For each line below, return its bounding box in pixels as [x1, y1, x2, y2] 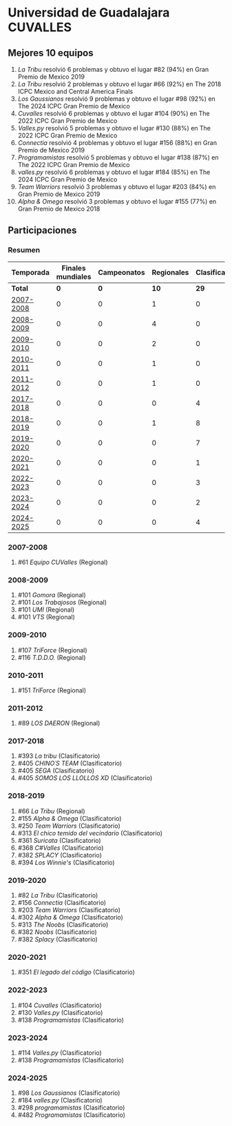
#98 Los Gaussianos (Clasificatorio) [17, 1089, 120, 1097]
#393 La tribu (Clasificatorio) [17, 752, 101, 760]
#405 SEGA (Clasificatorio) [17, 766, 95, 775]
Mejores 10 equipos [8, 47, 94, 59]
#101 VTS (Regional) [17, 613, 75, 621]
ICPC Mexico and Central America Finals [17, 88, 134, 95]
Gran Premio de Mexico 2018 [17, 205, 101, 213]
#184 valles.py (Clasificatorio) [17, 1096, 103, 1105]
